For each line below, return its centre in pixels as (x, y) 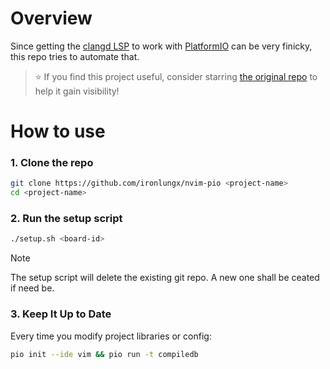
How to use (58, 131)
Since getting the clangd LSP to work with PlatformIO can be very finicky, (161, 46)
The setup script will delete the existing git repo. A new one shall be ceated (165, 278)
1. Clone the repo (52, 163)
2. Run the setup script (66, 219)
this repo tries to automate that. (75, 56)
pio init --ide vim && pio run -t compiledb (104, 354)
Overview (51, 18)
